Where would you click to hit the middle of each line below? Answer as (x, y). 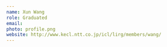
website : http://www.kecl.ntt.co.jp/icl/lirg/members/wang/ (84, 35)
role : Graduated (27, 18)
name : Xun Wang (26, 12)
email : (15, 23)
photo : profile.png (31, 29)
